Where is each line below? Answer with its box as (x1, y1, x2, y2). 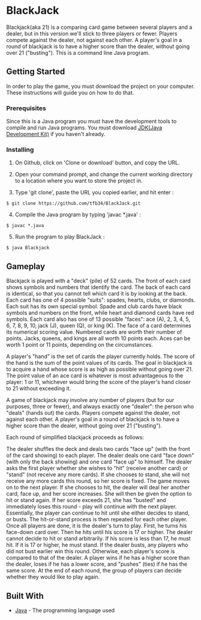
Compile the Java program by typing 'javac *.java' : (14, 211, 141, 219)
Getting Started (6, 67, 65, 77)
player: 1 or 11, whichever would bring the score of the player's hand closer (6, 379, 191, 386)
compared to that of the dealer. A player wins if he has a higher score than (6, 554, 190, 562)
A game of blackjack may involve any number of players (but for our (6, 397, 175, 404)
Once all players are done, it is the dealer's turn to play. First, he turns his (6, 522, 187, 530)
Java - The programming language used (14, 606, 115, 614)
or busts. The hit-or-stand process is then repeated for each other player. (6, 516, 188, 523)
